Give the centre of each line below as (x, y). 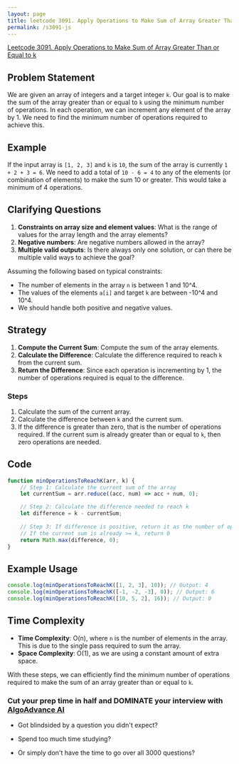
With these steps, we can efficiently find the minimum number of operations (118, 674)
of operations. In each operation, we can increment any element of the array (119, 110)
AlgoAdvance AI (36, 709)
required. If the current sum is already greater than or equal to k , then (119, 434)
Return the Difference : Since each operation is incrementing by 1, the (119, 370)
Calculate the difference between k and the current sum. (100, 419)
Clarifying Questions (54, 210)
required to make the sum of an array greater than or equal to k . (101, 682)
